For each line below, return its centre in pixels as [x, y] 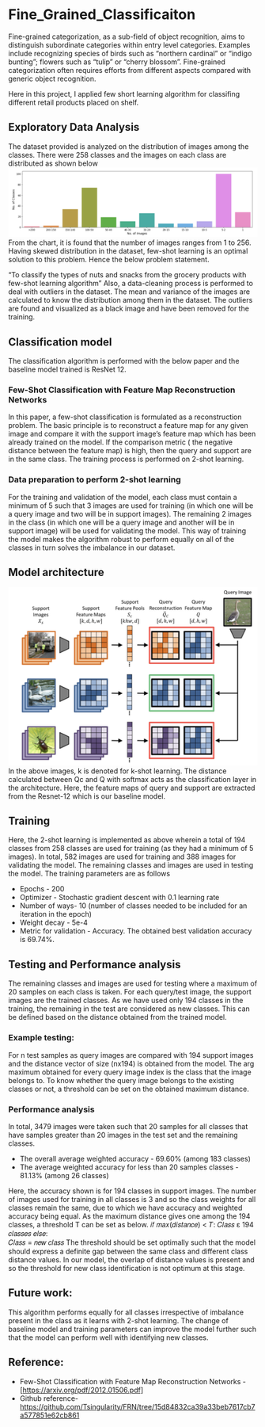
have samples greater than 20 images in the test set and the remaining [123, 1135]
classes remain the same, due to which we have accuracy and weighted [125, 1208]
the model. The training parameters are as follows [89, 874]
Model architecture [56, 572]
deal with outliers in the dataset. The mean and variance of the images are [129, 292]
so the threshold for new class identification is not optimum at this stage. [127, 1268]
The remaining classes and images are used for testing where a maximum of [133, 983]
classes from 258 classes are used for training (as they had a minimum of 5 [131, 849]
